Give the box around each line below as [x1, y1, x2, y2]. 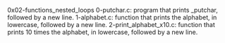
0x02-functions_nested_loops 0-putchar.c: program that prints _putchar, [7, 6, 219, 14]
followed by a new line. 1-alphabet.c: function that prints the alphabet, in [7, 13, 217, 21]
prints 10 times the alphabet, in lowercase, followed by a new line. [7, 28, 198, 36]
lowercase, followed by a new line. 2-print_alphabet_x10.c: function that [7, 21, 215, 28]
